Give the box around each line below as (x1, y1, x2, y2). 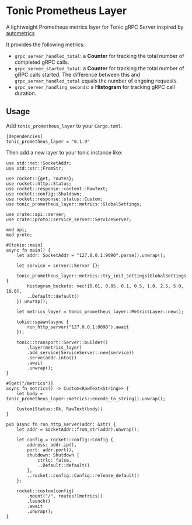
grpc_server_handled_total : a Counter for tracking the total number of (14, 52, 184, 59)
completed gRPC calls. (14, 59, 69, 66)
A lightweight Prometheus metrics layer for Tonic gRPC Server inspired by (6, 23, 184, 30)
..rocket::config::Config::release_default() (27, 472, 140, 478)
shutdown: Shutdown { (27, 452, 80, 458)
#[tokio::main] (6, 242, 43, 248)
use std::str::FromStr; (6, 165, 64, 171)
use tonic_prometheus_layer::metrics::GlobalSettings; (6, 201, 142, 207)
